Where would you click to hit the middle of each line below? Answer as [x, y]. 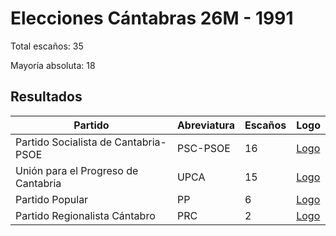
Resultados [46, 97]
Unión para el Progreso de [77, 170]
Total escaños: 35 [47, 46]
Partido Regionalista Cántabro [85, 215]
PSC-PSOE [203, 148]
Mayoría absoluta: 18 [53, 65]
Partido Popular [52, 199]
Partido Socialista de [64, 142]
